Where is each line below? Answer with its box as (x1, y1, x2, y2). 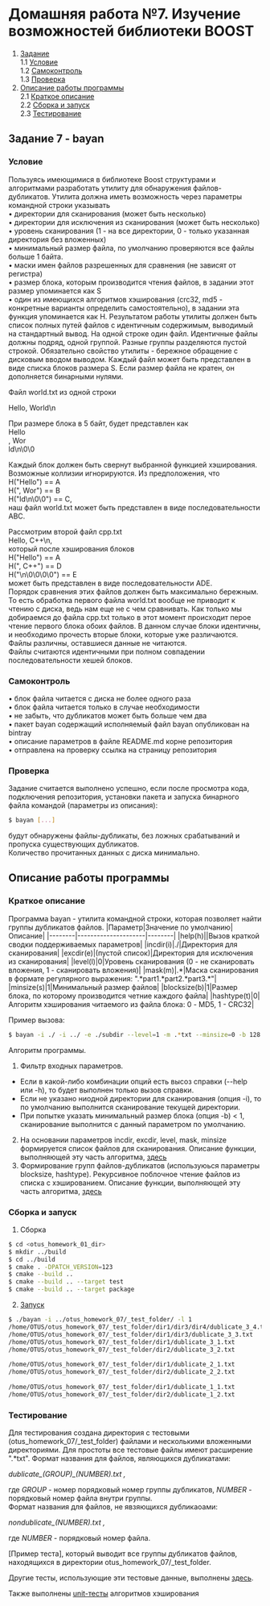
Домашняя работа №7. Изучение (8, 5, 241, 23)
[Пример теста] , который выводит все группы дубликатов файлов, (8, 1549, 238, 1558)
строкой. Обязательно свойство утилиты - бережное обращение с (8, 346, 239, 356)
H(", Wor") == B (8, 485, 60, 495)
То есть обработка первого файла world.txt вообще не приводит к (8, 595, 235, 605)
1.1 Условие (19, 57, 59, 67)
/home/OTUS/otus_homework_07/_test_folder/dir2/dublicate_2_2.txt (8, 1368, 235, 1376)
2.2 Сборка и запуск (19, 100, 90, 110)
